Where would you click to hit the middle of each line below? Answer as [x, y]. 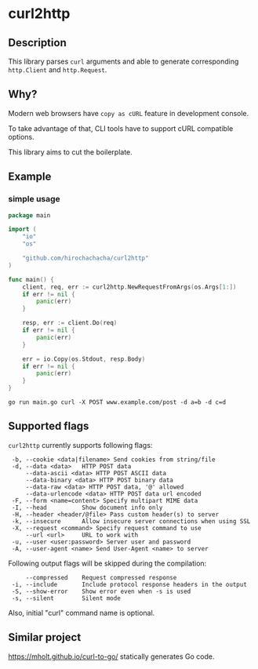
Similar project [45, 637]
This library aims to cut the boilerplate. [71, 152]
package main [29, 215]
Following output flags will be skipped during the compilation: [107, 563]
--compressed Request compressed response [101, 577]
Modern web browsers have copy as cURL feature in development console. [129, 113]
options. [22, 136]
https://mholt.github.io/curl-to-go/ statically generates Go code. [111, 656]
